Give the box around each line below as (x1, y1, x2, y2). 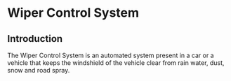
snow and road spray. (7, 66, 70, 74)
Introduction (7, 33, 63, 45)
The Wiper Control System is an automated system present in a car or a (7, 51, 214, 59)
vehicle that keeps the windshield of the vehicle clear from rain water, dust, (7, 59, 225, 67)
